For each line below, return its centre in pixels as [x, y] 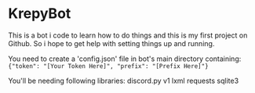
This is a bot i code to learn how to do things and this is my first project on [128, 35]
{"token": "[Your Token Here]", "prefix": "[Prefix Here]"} [109, 66]
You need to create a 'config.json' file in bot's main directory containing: [125, 59]
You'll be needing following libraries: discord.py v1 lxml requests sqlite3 [124, 80]
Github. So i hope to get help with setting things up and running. [111, 43]
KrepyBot [40, 14]
